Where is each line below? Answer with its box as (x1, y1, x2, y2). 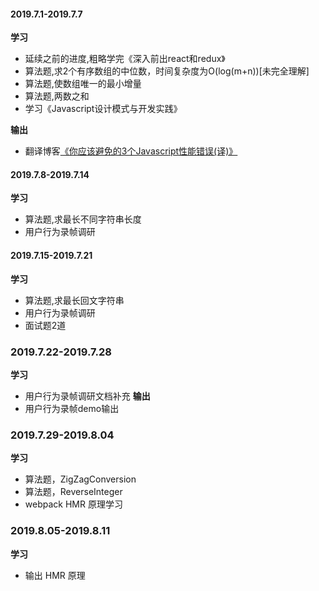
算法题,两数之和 (24, 90, 90, 102)
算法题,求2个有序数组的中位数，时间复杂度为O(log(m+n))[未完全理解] (24, 65, 310, 77)
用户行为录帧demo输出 (24, 402, 120, 414)
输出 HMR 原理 (24, 569, 86, 581)
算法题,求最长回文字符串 (24, 294, 125, 306)
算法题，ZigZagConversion (24, 473, 137, 485)
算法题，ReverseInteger (24, 486, 123, 498)
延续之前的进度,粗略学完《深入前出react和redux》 (24, 53, 226, 65)
